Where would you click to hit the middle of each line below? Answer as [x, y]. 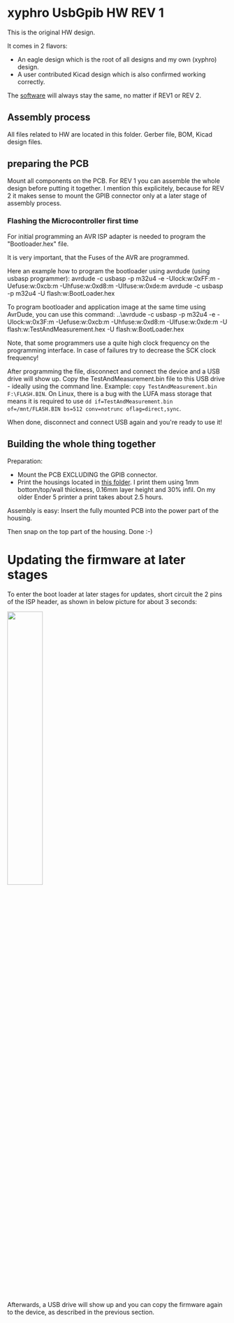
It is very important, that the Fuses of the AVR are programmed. [98, 257]
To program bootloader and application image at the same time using [107, 307]
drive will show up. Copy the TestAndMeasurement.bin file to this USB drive [116, 378]
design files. [25, 142]
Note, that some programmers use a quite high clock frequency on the [108, 343]
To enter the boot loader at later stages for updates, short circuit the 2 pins [115, 594]
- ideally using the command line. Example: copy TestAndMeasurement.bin [112, 386]
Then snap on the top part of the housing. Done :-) [80, 531]
